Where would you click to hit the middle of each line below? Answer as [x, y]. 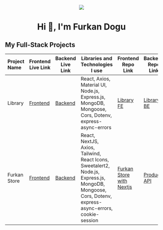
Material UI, [94, 85]
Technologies [97, 64]
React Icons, [95, 159]
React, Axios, [96, 79]
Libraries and [97, 58]
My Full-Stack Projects [40, 44]
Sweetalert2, [95, 166]
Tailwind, [91, 153]
